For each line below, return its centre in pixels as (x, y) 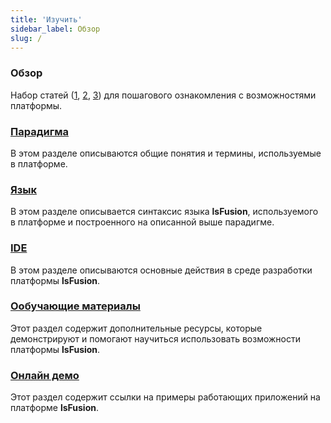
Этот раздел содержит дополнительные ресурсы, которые (136, 328)
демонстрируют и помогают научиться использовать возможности (156, 338)
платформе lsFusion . (54, 408)
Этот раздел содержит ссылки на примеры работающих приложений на (165, 397)
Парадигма (39, 131)
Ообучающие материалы (75, 306)
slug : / (26, 38)
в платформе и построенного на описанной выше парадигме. (142, 222)
